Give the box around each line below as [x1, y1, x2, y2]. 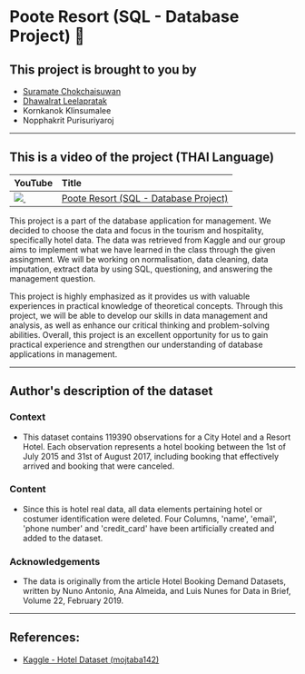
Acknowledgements [9, 555, 101, 568]
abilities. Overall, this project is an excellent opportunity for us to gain [9, 329, 269, 340]
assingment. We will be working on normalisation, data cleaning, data [9, 253, 269, 264]
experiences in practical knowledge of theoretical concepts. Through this [9, 300, 283, 311]
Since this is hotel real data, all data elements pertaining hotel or [22, 503, 263, 514]
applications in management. [9, 348, 118, 360]
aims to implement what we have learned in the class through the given [9, 243, 276, 255]
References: [9, 629, 80, 646]
